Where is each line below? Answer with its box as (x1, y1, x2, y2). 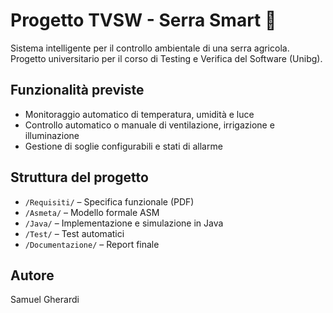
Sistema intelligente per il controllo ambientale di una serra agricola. (10, 42, 290, 54)
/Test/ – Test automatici (24, 227, 125, 239)
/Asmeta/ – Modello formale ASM (24, 206, 160, 218)
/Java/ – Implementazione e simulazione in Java (24, 217, 224, 229)
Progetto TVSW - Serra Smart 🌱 (10, 9, 277, 32)
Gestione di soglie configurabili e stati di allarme (24, 140, 223, 152)
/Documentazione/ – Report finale (24, 238, 160, 250)
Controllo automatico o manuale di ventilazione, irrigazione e (24, 119, 275, 131)
